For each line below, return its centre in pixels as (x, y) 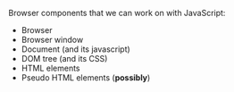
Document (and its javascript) (75, 49)
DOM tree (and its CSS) (64, 59)
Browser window (52, 40)
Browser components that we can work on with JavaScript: (117, 13)
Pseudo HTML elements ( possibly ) (86, 78)
